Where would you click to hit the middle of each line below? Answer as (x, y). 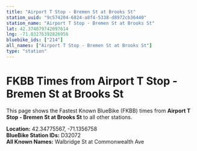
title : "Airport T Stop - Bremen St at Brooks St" (71, 12)
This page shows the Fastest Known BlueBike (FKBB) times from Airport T (98, 111)
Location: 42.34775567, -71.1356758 (52, 129)
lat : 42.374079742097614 (37, 29)
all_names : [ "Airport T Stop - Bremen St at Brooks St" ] (79, 46)
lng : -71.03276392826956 (37, 34)
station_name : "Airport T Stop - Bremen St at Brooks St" (80, 23)
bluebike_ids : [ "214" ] (35, 40)
